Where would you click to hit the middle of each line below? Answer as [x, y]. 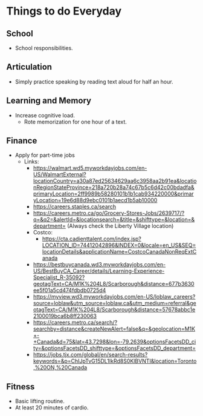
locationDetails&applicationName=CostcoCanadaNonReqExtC [119, 252]
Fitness [21, 387]
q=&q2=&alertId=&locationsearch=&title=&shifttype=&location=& [114, 220]
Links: [31, 162]
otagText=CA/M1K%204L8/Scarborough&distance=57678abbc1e [114, 309]
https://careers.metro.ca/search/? [75, 323]
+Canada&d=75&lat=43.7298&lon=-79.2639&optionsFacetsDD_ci [114, 342]
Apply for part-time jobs [45, 155]
